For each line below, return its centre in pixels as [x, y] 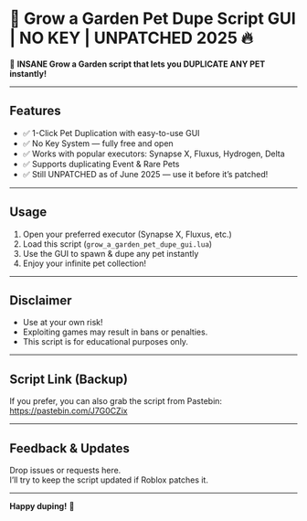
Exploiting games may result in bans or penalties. [115, 332]
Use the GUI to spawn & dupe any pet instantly [111, 253]
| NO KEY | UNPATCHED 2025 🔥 [131, 38]
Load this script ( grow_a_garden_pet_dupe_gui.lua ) [117, 244]
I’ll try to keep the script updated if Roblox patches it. [109, 480]
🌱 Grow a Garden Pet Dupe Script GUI [153, 19]
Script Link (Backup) [69, 379]
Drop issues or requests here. [65, 470]
